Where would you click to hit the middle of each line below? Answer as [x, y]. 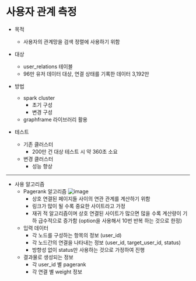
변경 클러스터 [38, 159]
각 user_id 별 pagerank [59, 264]
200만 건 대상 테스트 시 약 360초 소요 [75, 151]
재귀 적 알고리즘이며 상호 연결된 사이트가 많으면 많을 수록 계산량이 [107, 213]
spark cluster [39, 98]
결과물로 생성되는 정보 [48, 257]
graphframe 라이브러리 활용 [55, 119]
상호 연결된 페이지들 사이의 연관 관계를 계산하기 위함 [91, 199]
